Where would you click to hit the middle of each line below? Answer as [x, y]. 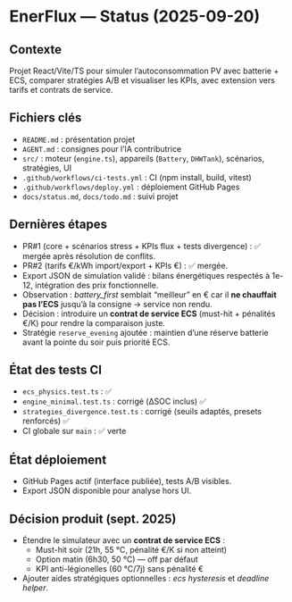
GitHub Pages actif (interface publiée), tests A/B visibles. [127, 481]
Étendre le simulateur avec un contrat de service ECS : [124, 540]
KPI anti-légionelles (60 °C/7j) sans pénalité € [119, 569]
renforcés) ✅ [46, 421]
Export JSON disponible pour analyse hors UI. [107, 491]
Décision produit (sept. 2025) [93, 518]
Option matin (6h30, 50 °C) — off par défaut [117, 559]
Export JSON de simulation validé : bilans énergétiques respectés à [146, 275]
